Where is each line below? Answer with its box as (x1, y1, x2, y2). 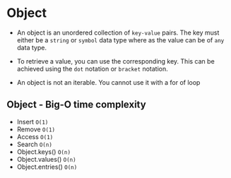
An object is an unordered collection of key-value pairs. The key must (16, 28, 220, 37)
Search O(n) (16, 140, 52, 148)
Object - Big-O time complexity (6, 99, 146, 111)
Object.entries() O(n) (16, 162, 78, 171)
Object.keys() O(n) (16, 147, 71, 156)
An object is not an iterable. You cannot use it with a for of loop (16, 78, 201, 86)
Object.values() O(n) (16, 155, 76, 163)
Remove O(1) (16, 125, 56, 133)
